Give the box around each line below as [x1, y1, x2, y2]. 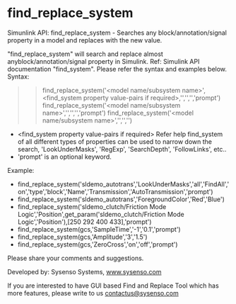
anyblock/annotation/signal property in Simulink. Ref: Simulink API [7, 57, 200, 65]
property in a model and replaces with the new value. [7, 35, 163, 44]
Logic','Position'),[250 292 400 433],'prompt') [17, 218, 152, 226]
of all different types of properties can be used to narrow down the [17, 137, 212, 146]
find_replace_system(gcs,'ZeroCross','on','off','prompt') [17, 240, 178, 249]
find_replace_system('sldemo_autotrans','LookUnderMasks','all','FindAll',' [17, 179, 230, 188]
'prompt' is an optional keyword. [17, 152, 112, 161]
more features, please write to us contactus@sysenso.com [7, 288, 179, 297]
